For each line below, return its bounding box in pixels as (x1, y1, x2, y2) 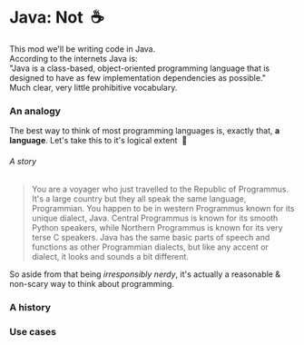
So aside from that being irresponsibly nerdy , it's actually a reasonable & (9, 269, 281, 280)
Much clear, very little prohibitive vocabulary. (9, 82, 178, 93)
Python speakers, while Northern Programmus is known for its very (31, 222, 283, 233)
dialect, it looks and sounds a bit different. (31, 251, 189, 262)
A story (9, 155, 37, 166)
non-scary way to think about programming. (9, 279, 175, 290)
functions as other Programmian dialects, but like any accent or (31, 241, 270, 252)
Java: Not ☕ (9, 7, 104, 28)
